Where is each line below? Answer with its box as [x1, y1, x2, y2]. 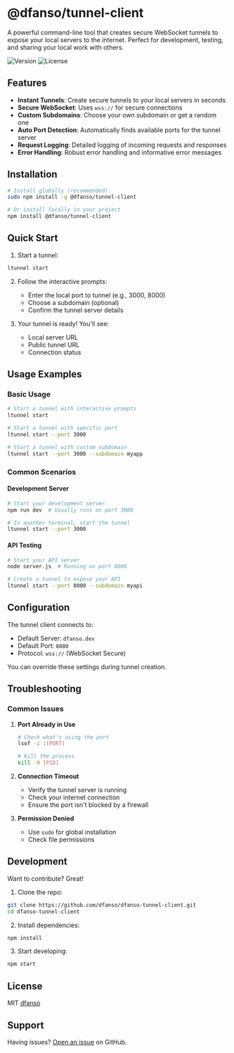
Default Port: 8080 [17, 641, 69, 650]
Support [7, 1019, 44, 1031]
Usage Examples [7, 368, 82, 380]
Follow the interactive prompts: [17, 277, 108, 285]
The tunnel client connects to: [7, 620, 93, 628]
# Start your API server [7, 557, 80, 564]
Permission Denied [17, 814, 74, 823]
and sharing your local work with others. [7, 43, 124, 51]
